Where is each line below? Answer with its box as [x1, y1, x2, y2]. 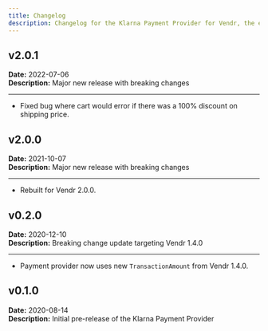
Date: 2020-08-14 [8, 305, 69, 315]
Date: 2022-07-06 [8, 69, 69, 80]
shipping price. [19, 109, 69, 120]
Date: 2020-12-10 [8, 229, 67, 239]
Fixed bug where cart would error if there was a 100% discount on [19, 101, 238, 111]
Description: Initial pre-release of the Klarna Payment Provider [8, 313, 215, 323]
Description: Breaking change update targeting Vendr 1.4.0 [8, 238, 203, 247]
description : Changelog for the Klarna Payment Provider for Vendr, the [8, 19, 255, 27]
